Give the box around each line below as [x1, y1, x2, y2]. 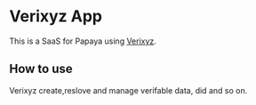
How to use [9, 61, 73, 77]
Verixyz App [9, 6, 102, 27]
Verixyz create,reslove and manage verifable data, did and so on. [9, 85, 248, 95]
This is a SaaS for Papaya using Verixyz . [9, 36, 157, 46]
